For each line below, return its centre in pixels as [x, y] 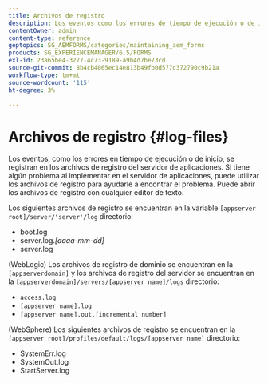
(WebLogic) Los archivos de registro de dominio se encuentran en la [121, 265]
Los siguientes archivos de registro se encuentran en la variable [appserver [132, 208]
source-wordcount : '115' [49, 82]
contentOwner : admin [43, 30]
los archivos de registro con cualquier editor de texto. [96, 193]
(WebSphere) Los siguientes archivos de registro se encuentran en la [122, 329]
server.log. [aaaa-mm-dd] [62, 241]
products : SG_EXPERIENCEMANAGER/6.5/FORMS [80, 53]
